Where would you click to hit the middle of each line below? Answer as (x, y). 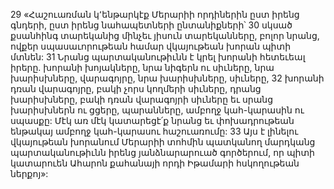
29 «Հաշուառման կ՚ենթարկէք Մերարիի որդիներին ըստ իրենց (155, 14)
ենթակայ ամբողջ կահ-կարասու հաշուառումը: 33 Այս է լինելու (154, 131)
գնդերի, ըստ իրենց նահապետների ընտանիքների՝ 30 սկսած (151, 25)
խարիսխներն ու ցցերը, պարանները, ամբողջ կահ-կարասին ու (157, 110)
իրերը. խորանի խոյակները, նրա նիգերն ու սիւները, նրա (142, 67)
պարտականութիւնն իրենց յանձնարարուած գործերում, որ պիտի (162, 152)
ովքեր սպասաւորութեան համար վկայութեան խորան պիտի (150, 46)
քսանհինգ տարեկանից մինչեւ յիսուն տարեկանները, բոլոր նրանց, (165, 35)
